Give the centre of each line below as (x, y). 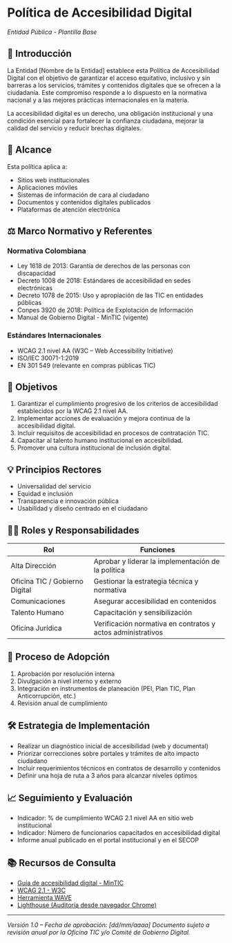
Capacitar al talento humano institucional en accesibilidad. (100, 441)
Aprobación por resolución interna (66, 673)
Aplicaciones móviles (47, 187)
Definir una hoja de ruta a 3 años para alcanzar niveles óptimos (107, 775)
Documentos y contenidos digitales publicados (84, 202)
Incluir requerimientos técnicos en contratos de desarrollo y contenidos (119, 768)
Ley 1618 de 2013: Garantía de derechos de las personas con (104, 266)
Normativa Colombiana (47, 251)
